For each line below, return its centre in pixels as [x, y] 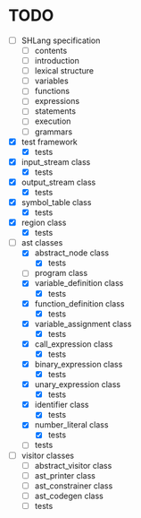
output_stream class [58, 182]
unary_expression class [78, 384]
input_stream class [56, 161]
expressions [57, 101]
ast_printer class [65, 475]
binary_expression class [79, 364]
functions [52, 91]
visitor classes [48, 455]
